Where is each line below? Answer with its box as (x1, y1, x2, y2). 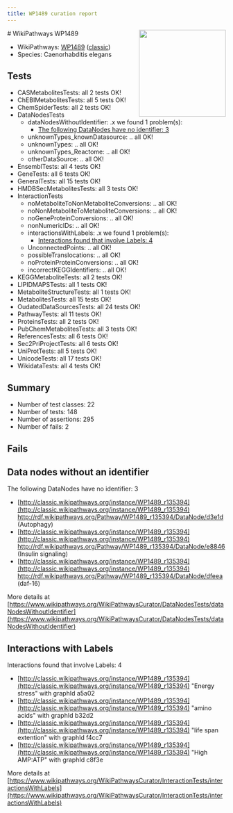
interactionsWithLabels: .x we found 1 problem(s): (27, 229, 169, 237)
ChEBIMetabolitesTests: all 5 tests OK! (17, 96, 126, 104)
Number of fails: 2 (17, 422, 69, 431)
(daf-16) (17, 580, 40, 588)
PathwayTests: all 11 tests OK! (17, 310, 102, 318)
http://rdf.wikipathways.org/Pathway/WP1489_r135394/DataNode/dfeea (17, 572, 223, 580)
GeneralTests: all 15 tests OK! (17, 177, 101, 186)
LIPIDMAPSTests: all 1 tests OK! (17, 281, 107, 289)
